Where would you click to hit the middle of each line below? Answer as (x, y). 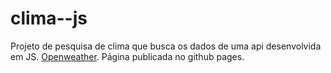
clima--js (49, 18)
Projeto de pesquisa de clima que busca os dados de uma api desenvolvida (166, 46)
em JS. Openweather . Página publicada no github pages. (127, 56)
